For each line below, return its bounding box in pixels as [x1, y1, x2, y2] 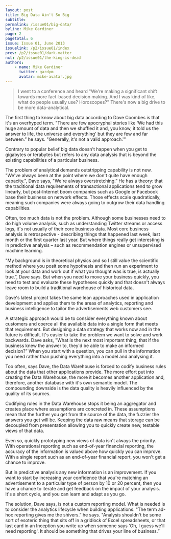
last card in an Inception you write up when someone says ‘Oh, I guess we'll [5, 523, 165, 529]
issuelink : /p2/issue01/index [5, 46, 70, 51]
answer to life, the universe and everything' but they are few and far [5, 131, 148, 137]
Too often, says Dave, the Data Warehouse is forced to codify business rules [5, 363, 166, 369]
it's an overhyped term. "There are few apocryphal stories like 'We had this [5, 120, 163, 126]
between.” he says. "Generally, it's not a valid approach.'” [5, 136, 126, 142]
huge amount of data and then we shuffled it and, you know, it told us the [5, 125, 159, 131]
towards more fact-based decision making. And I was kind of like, [17, 93, 156, 100]
